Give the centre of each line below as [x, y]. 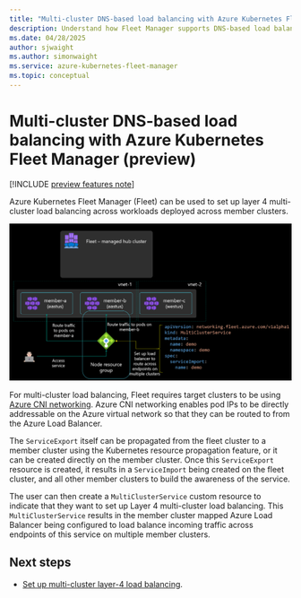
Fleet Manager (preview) [103, 159]
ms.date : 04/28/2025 [48, 38]
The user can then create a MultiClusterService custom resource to [135, 496]
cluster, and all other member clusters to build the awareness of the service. [150, 479]
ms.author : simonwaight [54, 57]
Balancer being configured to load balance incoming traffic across [131, 524]
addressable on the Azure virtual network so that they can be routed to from [150, 413]
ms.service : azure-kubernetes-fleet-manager [94, 66]
